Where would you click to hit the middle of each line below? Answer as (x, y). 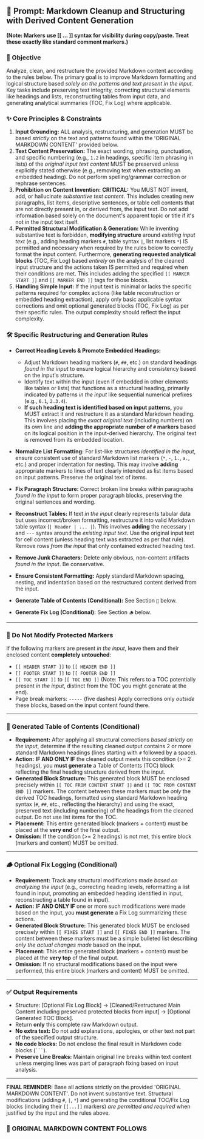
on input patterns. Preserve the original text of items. (81, 477)
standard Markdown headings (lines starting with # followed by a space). (106, 752)
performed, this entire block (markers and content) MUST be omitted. (102, 970)
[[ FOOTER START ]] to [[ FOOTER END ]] (65, 673)
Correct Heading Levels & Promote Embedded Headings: (88, 350)
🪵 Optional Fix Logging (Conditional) (62, 865)
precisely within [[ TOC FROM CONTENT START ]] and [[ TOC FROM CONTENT (106, 785)
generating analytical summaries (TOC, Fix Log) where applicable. (89, 103)
